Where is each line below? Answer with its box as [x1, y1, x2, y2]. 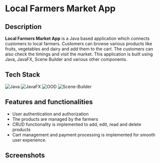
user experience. [12, 137, 47, 143]
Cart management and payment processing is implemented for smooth [12, 132, 156, 137]
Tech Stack [5, 71, 40, 79]
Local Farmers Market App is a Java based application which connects [5, 35, 150, 41]
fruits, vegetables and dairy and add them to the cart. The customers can [5, 46, 153, 52]
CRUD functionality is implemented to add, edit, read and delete [12, 121, 141, 127]
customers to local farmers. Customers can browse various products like [5, 41, 152, 47]
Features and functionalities [5, 98, 93, 106]
